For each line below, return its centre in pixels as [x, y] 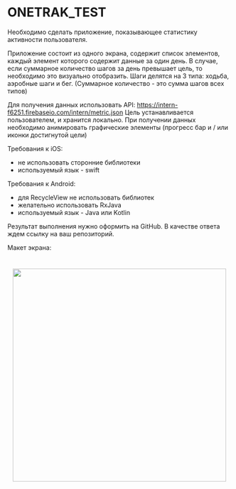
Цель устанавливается [159, 112]
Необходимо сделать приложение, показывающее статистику [102, 32]
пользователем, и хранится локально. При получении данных [102, 120]
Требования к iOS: [35, 148]
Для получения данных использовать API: [71, 104]
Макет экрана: [29, 247]
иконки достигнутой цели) [47, 135]
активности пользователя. [47, 39]
